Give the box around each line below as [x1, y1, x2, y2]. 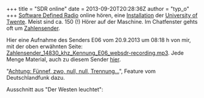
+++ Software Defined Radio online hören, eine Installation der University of [6, 12, 198, 19]
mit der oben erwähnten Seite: [6, 43, 83, 50]
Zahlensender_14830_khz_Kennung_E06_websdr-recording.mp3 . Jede [6, 49, 184, 57]
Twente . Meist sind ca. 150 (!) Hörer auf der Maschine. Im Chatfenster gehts [6, 18, 198, 25]
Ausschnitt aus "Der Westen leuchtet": [6, 86, 104, 93]
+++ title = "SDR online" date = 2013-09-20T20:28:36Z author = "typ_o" [6, 5, 190, 12]
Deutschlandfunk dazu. [6, 74, 66, 81]
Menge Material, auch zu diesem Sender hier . [6, 56, 121, 63]
